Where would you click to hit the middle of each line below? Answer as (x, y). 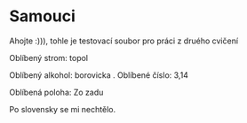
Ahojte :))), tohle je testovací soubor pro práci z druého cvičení (123, 41)
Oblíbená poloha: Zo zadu (56, 92)
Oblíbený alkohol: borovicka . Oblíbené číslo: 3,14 (99, 75)
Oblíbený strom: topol (49, 58)
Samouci (42, 16)
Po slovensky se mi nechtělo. (63, 109)
